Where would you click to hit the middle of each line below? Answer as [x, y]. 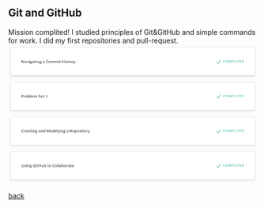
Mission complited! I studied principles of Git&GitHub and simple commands [132, 32]
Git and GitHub [45, 13]
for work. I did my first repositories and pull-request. [93, 40]
